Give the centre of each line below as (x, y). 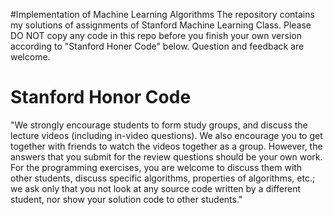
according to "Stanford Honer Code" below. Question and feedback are (157, 46)
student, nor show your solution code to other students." (126, 199)
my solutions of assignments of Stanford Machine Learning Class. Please (161, 25)
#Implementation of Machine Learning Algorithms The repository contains (162, 14)
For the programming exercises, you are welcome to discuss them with (156, 167)
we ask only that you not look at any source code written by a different (156, 188)
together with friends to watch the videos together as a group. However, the (166, 146)
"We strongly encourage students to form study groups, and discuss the (159, 125)
